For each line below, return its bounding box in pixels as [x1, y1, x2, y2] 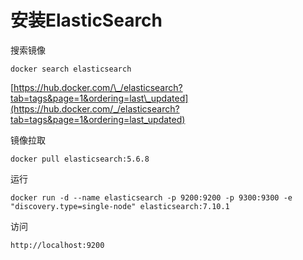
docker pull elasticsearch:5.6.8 [10, 154, 150, 164]
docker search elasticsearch [10, 64, 132, 74]
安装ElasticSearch [10, 9, 163, 32]
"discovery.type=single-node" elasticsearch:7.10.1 [10, 201, 230, 211]
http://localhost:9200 [10, 240, 105, 250]
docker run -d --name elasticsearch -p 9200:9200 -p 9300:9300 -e [10, 192, 293, 203]
